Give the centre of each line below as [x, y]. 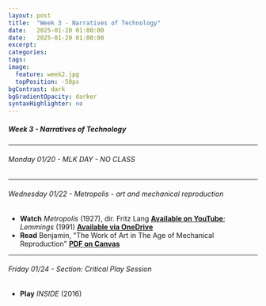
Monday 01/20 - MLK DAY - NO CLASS [72, 159]
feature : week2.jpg [47, 74]
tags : [17, 60]
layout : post [30, 15]
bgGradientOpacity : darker [53, 96]
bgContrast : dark [37, 89]
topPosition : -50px [47, 81]
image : [19, 67]
